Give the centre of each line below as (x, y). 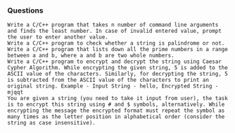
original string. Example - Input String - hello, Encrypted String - (113, 86)
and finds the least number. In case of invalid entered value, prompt (114, 31)
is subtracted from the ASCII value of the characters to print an (108, 80)
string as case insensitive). (52, 123)
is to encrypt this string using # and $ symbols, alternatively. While (116, 105)
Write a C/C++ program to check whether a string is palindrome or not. (116, 43)
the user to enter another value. (58, 37)
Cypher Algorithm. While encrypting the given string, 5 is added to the (118, 68)
